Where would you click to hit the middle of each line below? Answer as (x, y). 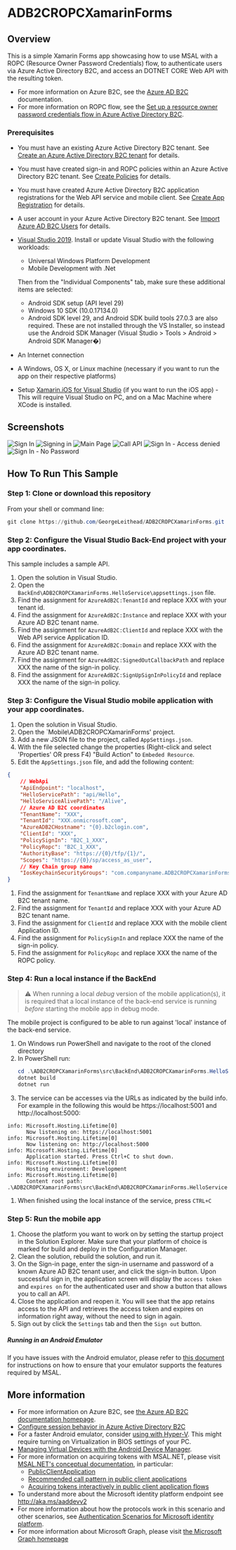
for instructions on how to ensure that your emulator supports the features (115, 1365)
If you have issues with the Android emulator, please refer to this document (116, 1358)
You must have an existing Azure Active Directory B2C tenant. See (113, 148)
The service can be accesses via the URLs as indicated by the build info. (123, 1098)
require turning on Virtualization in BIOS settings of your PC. (104, 1442)
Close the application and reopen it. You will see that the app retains (116, 1302)
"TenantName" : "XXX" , (51, 814)
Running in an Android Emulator (55, 1340)
